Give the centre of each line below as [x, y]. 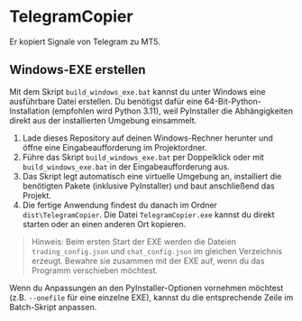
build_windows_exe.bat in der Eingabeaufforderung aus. [126, 166]
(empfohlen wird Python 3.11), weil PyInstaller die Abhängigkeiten [172, 111]
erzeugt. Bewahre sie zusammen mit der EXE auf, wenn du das [148, 261]
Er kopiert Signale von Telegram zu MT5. [85, 41]
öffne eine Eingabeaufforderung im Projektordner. [114, 147]
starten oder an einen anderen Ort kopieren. [104, 224]
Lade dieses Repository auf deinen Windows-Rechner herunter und [147, 138]
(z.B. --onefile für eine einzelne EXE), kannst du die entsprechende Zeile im [151, 297]
